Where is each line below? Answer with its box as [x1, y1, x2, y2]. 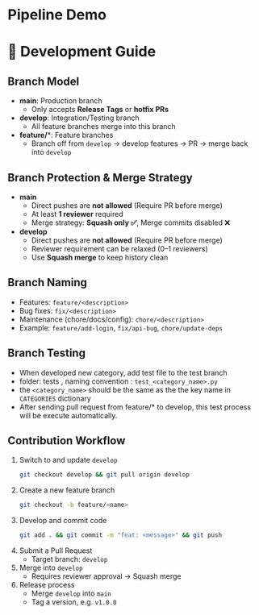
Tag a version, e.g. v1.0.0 [31, 597, 117, 607]
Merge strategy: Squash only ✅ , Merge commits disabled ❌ [31, 218, 231, 227]
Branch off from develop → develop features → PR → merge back [31, 139, 249, 148]
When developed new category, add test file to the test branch [19, 368, 228, 377]
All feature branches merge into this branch [31, 122, 177, 131]
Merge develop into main [31, 588, 112, 598]
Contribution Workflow [7, 434, 126, 448]
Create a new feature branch [19, 485, 115, 495]
